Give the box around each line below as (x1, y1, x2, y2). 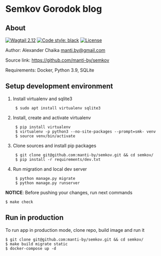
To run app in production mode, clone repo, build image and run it (5, 227, 145, 233)
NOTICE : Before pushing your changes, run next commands (5, 189, 133, 195)
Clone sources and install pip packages (12, 142, 97, 149)
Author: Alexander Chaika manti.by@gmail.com (5, 47, 105, 53)
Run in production (5, 213, 64, 222)
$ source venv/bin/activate (15, 133, 76, 139)
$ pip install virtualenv (15, 124, 71, 130)
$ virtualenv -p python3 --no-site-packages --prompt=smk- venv (15, 129, 156, 134)
